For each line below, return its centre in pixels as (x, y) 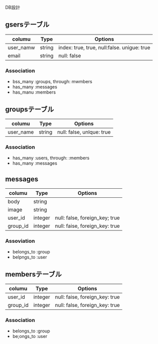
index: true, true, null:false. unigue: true (104, 48)
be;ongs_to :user (30, 336)
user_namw (21, 48)
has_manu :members (34, 92)
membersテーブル (33, 274)
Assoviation (20, 241)
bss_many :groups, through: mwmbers (52, 82)
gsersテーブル (27, 25)
